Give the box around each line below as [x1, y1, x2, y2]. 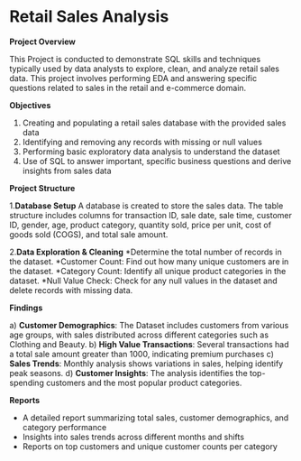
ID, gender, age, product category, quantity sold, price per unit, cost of [9, 219, 272, 230]
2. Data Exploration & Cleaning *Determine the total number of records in [9, 246, 282, 257]
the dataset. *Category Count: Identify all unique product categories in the [9, 265, 287, 276]
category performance [22, 421, 107, 432]
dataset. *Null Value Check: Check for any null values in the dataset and [9, 275, 278, 286]
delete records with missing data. [9, 284, 133, 295]
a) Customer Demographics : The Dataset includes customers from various [9, 319, 289, 330]
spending [9, 377, 45, 388]
